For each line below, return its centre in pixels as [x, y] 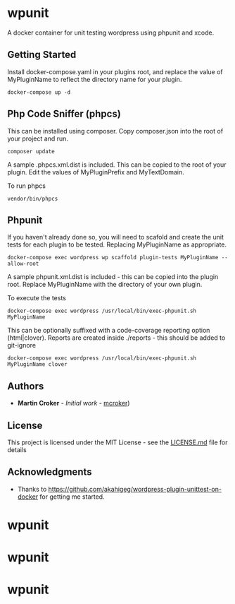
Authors [26, 386]
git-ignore [22, 345]
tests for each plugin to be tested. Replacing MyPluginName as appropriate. [117, 244]
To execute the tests [37, 298]
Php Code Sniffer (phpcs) [64, 114]
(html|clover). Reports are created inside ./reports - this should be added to [116, 338]
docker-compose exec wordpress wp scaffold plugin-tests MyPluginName [113, 258]
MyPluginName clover [38, 365]
